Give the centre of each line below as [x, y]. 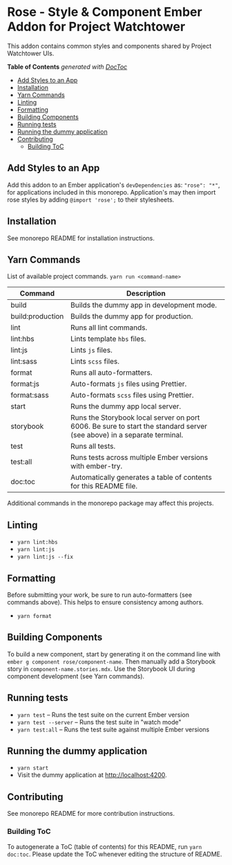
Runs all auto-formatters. [112, 373]
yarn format [34, 616]
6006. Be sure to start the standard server [139, 427]
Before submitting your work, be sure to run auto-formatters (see [99, 595]
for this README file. [104, 486]
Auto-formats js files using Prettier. [128, 384]
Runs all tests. [93, 446]
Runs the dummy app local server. [126, 407]
